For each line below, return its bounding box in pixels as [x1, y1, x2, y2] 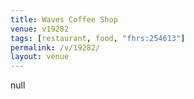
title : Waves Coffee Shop [10, 14, 118, 25]
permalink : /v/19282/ [10, 42, 101, 53]
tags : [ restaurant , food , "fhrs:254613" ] [10, 33, 186, 43]
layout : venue [10, 52, 70, 62]
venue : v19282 [10, 24, 70, 34]
